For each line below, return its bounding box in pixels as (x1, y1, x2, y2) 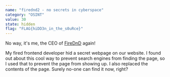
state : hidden (5, 21, 36, 27)
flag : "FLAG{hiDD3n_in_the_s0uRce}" (5, 26, 83, 31)
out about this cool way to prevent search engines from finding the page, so (5, 55, 165, 61)
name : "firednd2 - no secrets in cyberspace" (5, 7, 104, 13)
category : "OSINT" (5, 12, 44, 17)
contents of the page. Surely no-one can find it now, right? (5, 66, 129, 72)
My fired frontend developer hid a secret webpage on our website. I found (5, 50, 161, 56)
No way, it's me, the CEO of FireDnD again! (5, 40, 96, 46)
